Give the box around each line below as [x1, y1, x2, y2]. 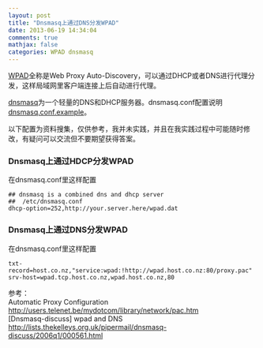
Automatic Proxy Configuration [8, 297, 109, 306]
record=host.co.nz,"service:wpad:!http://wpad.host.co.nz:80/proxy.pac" [8, 266, 253, 275]
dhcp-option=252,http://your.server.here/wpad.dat [8, 204, 178, 213]
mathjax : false [8, 41, 58, 49]
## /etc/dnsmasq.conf [8, 198, 83, 206]
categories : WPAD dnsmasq [8, 48, 93, 56]
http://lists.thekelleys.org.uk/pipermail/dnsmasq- [8, 322, 167, 331]
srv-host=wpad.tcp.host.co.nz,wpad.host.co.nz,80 [8, 273, 175, 281]
